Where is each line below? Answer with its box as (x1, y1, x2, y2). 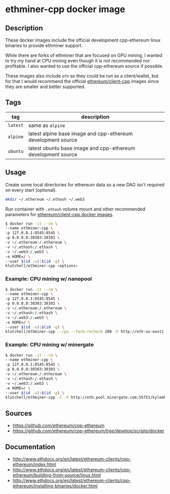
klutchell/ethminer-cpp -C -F (5, 395, 69, 400)
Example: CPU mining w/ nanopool (5, 275, 92, 282)
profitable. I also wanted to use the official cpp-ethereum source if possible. (5, 63, 163, 69)
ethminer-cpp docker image (5, 4, 125, 15)
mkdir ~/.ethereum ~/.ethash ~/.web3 (5, 196, 85, 202)
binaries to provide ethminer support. (5, 43, 83, 49)
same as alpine (28, 121, 66, 129)
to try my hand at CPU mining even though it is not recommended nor (5, 58, 150, 64)
